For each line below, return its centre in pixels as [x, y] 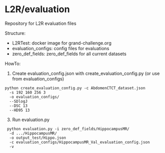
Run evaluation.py [31, 120]
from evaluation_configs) [38, 79]
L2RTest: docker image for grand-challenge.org [62, 43]
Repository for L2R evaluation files [40, 23]
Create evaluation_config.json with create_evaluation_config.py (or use [86, 73]
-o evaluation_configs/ [34, 97]
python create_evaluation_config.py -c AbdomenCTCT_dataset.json [75, 88]
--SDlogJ [18, 101]
